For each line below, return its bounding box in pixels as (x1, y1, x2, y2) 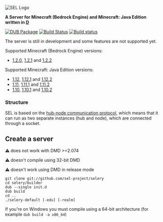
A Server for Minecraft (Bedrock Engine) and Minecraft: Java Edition (5, 14, 147, 20)
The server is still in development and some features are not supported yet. (5, 38, 157, 44)
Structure (5, 99, 28, 105)
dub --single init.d (5, 185, 47, 190)
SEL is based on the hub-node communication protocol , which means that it (5, 110, 158, 116)
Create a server (5, 135, 54, 143)
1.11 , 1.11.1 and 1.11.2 (12, 81, 50, 87)
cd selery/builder (5, 180, 43, 186)
